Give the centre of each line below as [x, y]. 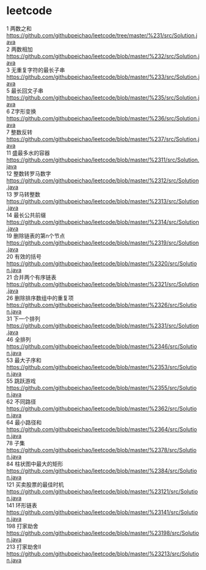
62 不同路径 [21, 401]
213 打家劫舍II [24, 547]
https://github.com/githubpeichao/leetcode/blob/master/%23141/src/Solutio [102, 512]
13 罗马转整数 [24, 194]
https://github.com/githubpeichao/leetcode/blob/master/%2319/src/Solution [103, 243]
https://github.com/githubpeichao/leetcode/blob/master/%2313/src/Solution [103, 201]
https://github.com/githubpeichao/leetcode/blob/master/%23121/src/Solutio [102, 491]
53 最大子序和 [24, 360]
